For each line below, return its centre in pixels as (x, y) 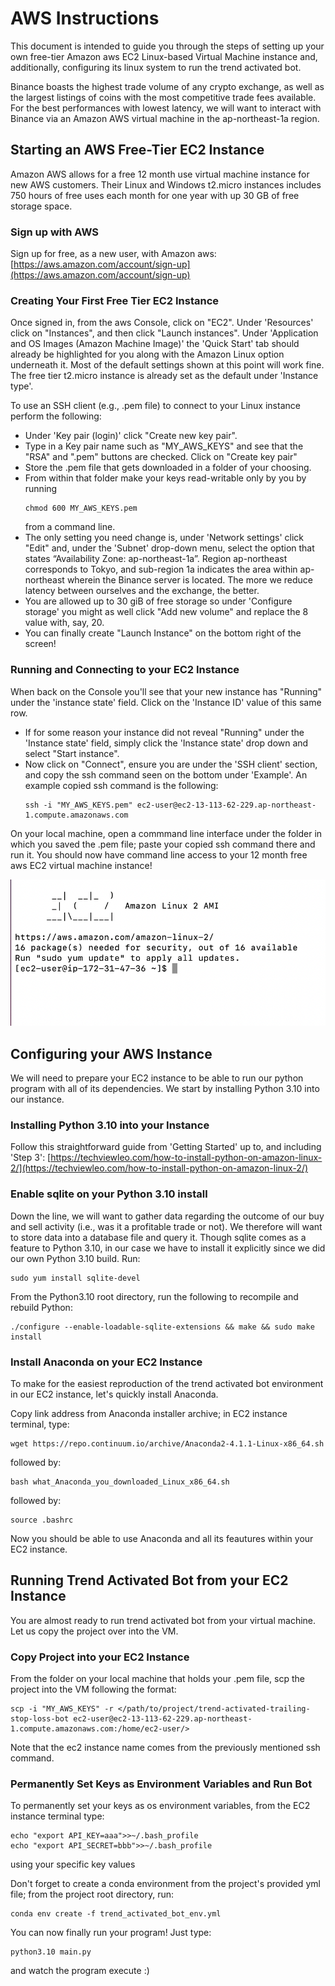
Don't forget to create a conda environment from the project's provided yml (165, 1884)
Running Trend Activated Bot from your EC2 (149, 1580)
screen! (40, 644)
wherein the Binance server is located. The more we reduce (189, 580)
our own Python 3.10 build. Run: (75, 1258)
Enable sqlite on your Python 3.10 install (109, 1194)
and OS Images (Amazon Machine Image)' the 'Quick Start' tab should (155, 344)
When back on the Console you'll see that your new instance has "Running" (166, 691)
